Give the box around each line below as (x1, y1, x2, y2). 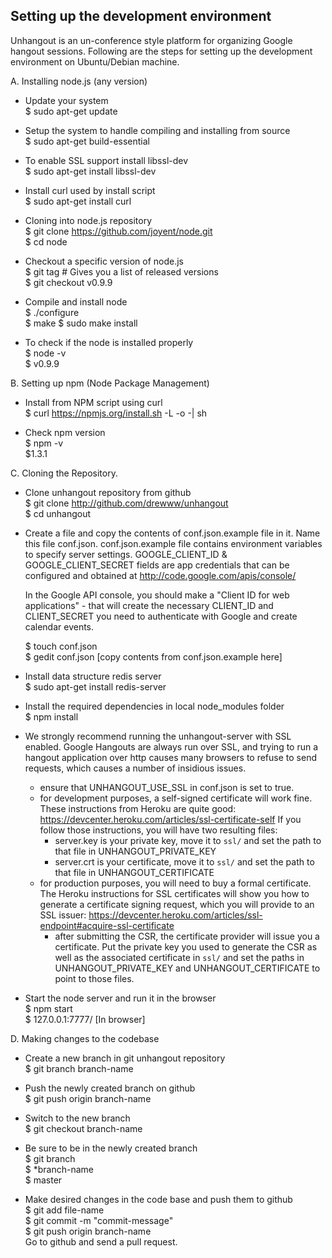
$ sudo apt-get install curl (24, 195, 132, 207)
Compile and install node (24, 295, 128, 308)
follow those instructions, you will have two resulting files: (39, 824, 278, 836)
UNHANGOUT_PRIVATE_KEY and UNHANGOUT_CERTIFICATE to (54, 962, 321, 974)
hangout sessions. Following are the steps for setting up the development (10, 45, 313, 57)
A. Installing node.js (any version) (10, 75, 148, 87)
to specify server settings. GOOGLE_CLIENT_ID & (24, 548, 228, 560)
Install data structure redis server (24, 670, 162, 682)
